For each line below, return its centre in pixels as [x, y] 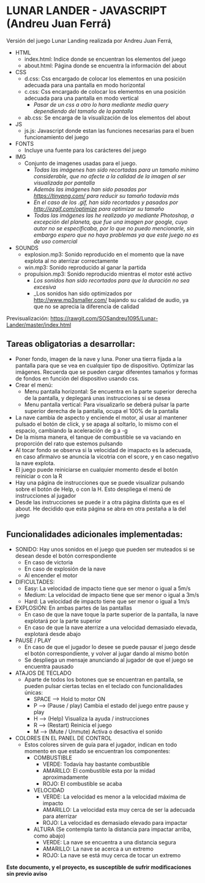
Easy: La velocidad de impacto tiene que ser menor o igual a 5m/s [107, 588]
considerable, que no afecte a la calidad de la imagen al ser [110, 176]
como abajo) [49, 836]
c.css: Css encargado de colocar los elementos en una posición [105, 91]
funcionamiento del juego [56, 137]
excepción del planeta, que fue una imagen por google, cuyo [110, 222]
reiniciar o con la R [39, 476]
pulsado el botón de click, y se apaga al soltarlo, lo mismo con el [97, 424]
